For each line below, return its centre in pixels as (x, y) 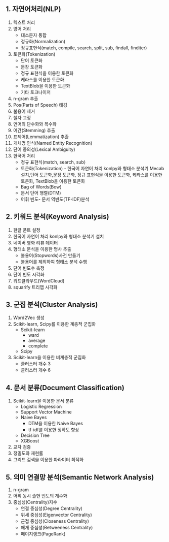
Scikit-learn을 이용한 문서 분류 (43, 401)
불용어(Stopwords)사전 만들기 (50, 255)
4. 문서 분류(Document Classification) (65, 388)
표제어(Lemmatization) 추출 (41, 137)
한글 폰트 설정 (27, 230)
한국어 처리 (24, 155)
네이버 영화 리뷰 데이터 (35, 242)
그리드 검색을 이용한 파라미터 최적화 (48, 460)
